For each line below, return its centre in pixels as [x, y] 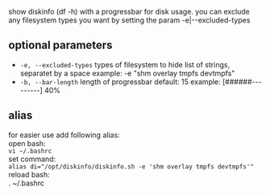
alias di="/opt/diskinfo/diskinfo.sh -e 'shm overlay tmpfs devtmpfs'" [131, 167]
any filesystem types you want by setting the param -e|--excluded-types [129, 20]
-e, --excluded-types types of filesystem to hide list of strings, [125, 64]
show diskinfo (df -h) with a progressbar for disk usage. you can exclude [129, 12]
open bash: [27, 143]
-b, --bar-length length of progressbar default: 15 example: [120, 81]
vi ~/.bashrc [30, 151]
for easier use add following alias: [64, 135]
